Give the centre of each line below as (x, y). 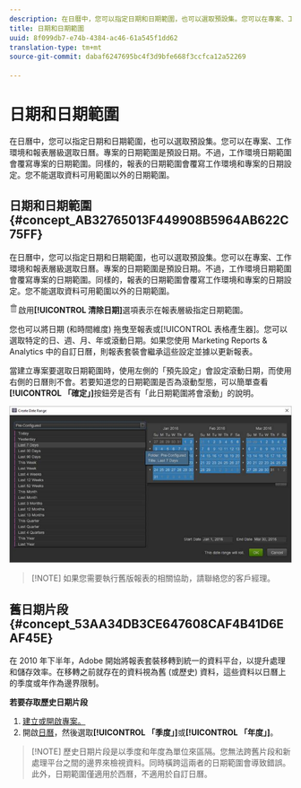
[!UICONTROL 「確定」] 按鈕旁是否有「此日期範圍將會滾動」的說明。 (134, 393)
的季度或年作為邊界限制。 (56, 683)
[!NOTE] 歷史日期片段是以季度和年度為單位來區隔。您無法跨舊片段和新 (161, 751)
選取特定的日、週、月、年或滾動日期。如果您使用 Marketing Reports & (138, 340)
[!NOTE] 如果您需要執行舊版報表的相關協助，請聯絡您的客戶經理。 (153, 578)
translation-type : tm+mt (56, 48)
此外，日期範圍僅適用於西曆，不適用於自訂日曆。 (121, 774)
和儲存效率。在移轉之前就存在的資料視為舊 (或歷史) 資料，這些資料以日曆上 (148, 672)
